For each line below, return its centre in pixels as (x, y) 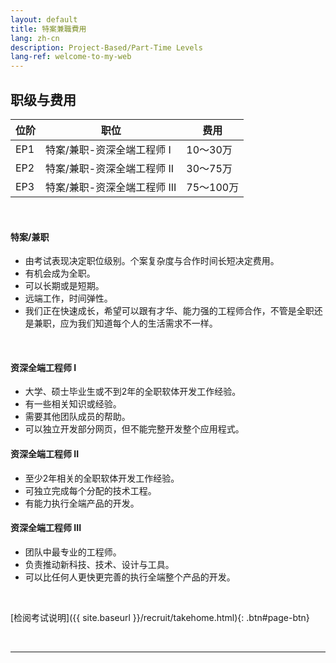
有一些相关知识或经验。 (73, 404)
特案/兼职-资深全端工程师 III (111, 187)
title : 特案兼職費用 (48, 29)
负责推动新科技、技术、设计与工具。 (99, 564)
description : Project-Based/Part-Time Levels (106, 47)
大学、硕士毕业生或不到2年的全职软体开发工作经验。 (133, 392)
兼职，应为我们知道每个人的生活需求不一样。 (125, 323)
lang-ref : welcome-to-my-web (71, 57)
